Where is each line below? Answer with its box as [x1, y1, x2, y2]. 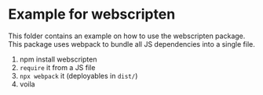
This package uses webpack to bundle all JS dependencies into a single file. [8, 39, 255, 48]
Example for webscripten [8, 5, 176, 23]
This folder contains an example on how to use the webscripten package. [8, 31, 246, 40]
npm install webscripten [19, 55, 97, 64]
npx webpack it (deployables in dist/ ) [19, 71, 138, 80]
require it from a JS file [19, 62, 96, 72]
